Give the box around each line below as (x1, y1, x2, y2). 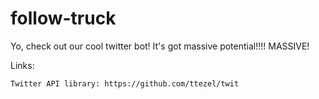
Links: (10, 59, 35, 71)
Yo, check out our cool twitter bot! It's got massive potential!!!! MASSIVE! (10, 40, 310, 52)
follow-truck (10, 7, 117, 30)
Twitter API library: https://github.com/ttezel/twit (10, 78, 240, 89)
